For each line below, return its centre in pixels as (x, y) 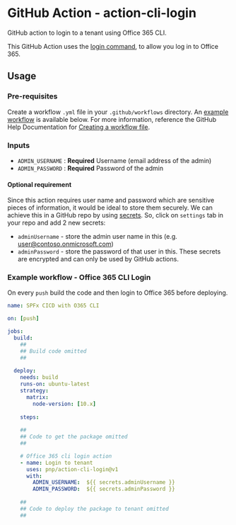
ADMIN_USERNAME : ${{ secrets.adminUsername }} (104, 482)
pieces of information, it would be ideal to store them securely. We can (110, 208)
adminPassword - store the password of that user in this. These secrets (119, 252)
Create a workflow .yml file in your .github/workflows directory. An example (118, 112)
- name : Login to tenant (57, 463)
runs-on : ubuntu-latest (55, 384)
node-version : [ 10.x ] (65, 404)
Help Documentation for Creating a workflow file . (79, 127)
